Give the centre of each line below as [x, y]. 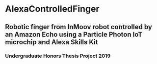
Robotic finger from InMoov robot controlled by [78, 27]
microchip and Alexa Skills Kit [52, 42]
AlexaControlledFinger [52, 9]
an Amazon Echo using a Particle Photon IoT [74, 34]
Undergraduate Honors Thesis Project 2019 [58, 56]
